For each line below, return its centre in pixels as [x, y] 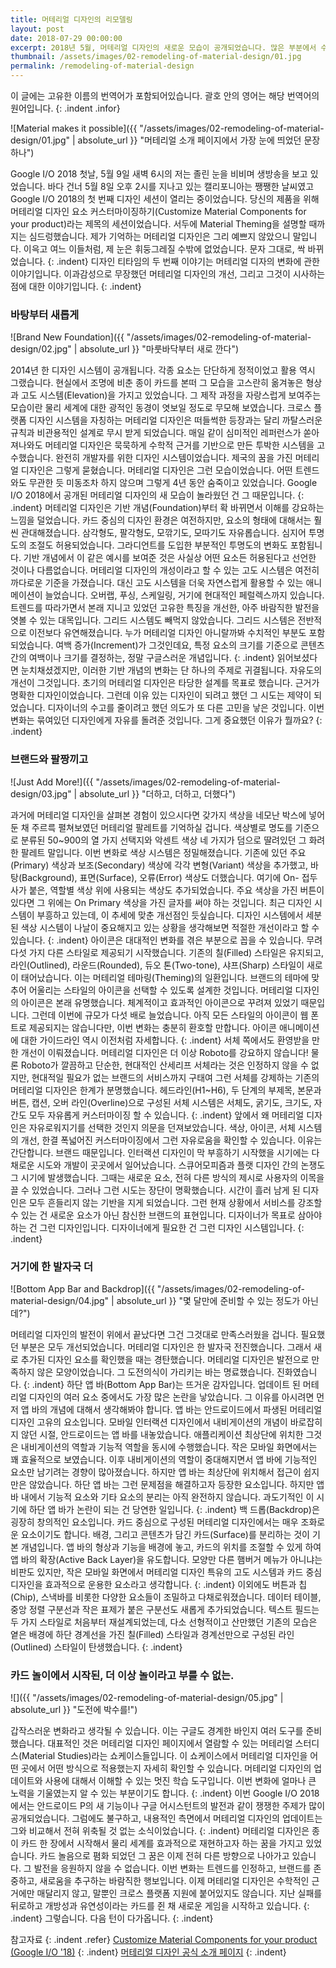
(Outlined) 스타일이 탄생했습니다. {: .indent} [96, 1647]
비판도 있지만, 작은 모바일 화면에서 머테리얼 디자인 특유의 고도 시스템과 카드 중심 [166, 1572]
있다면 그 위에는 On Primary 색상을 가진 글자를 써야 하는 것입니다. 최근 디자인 [161, 902]
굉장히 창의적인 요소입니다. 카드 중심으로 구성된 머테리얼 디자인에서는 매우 [154, 1522]
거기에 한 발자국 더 [52, 1266]
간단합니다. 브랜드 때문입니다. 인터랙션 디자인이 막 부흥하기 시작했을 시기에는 [160, 1152]
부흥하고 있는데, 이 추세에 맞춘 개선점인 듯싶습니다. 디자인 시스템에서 [170, 915]
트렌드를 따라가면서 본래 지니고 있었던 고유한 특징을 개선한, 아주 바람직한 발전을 [165, 608]
